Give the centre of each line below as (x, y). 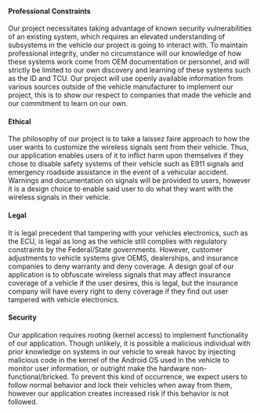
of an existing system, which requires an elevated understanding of (117, 37)
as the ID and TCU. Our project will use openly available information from (126, 79)
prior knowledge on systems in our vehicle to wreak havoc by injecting (122, 351)
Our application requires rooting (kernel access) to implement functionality (128, 334)
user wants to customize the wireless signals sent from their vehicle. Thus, (128, 147)
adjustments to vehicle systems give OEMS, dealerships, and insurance (123, 258)
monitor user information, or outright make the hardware (99, 368)
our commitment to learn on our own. (68, 104)
